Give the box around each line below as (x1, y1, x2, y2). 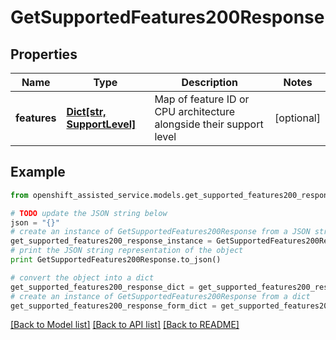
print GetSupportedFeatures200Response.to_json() (10, 255, 222, 265)
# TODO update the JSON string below (10, 208, 168, 218)
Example (10, 164, 66, 181)
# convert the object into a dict (10, 272, 155, 283)
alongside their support (154, 117, 264, 131)
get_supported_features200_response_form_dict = (10, 301, 217, 311)
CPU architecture (154, 105, 236, 118)
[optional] (274, 111, 321, 125)
